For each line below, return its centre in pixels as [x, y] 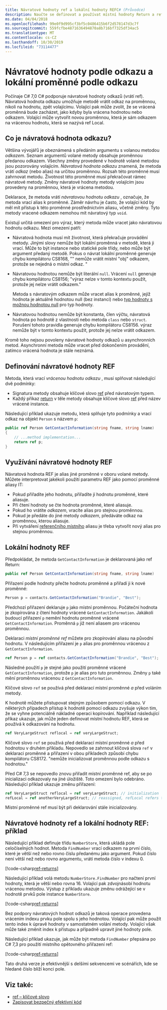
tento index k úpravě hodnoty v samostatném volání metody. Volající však [80, 924]
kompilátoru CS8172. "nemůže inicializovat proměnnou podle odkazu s [78, 758]
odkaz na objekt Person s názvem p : [42, 419]
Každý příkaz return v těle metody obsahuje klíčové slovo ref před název [86, 399]
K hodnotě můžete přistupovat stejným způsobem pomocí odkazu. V [75, 702]
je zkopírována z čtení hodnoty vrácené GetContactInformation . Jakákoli [79, 613]
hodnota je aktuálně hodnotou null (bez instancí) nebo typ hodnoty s [83, 300]
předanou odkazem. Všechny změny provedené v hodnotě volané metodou [82, 161]
